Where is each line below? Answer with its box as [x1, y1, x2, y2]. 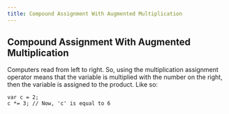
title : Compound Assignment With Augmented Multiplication [7, 10, 183, 17]
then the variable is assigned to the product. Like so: [7, 80, 158, 89]
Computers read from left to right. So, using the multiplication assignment [7, 66, 219, 74]
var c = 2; [7, 94, 39, 101]
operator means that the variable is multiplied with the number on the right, [7, 73, 223, 81]
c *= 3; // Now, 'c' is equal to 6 [7, 100, 111, 107]
